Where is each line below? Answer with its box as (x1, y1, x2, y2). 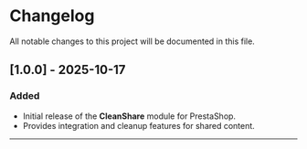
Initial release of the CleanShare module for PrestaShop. (22, 111, 236, 122)
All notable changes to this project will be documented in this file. (9, 36, 256, 47)
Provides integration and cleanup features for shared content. (22, 120, 256, 131)
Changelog (9, 5, 95, 27)
